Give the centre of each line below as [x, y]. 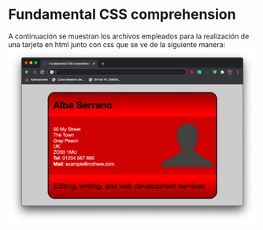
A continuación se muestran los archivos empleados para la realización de [129, 36]
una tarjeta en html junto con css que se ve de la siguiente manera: [117, 44]
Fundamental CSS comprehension [122, 15]
